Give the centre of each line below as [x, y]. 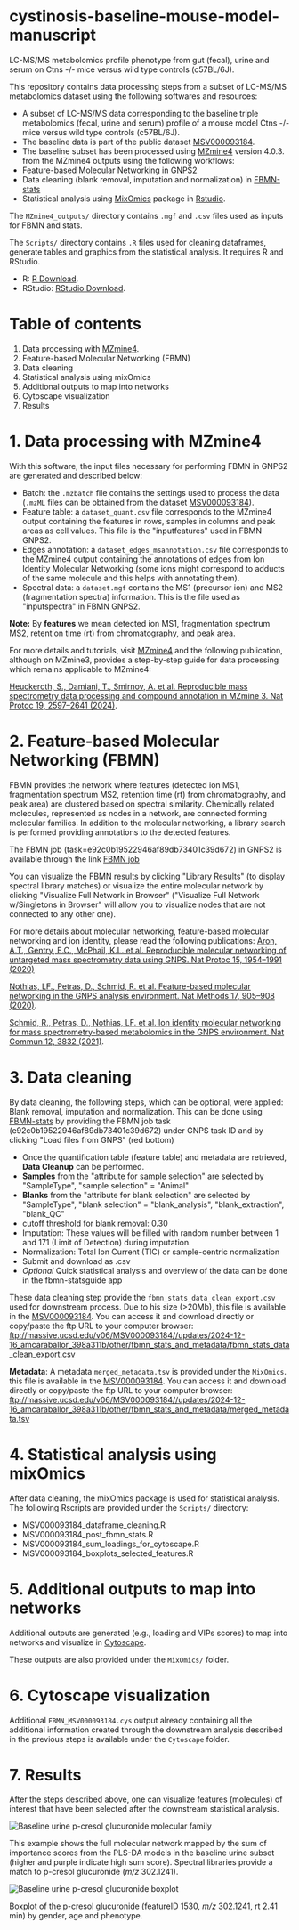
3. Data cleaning [70, 1077]
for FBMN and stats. [46, 225]
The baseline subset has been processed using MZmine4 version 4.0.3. [153, 151]
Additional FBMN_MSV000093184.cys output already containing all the [131, 1720]
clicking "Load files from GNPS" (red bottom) [92, 1139]
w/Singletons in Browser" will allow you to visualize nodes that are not [137, 904]
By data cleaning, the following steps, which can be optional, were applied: [146, 1102]
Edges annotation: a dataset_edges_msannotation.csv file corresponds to [155, 549]
